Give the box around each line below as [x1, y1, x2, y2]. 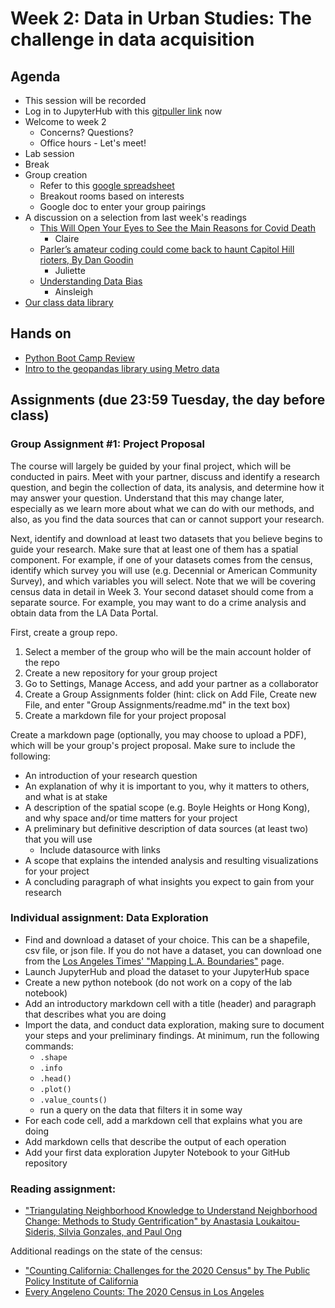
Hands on [10, 325, 72, 342]
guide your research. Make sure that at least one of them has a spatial [10, 543, 299, 555]
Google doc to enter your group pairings [39, 201, 207, 212]
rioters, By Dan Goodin [39, 254, 134, 266]
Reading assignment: [10, 1182, 117, 1196]
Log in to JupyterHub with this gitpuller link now [24, 105, 223, 117]
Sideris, [24, 1226, 57, 1238]
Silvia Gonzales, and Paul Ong [58, 1226, 183, 1238]
